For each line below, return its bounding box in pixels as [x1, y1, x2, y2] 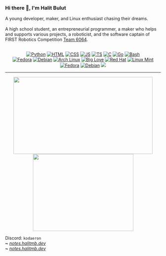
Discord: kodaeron [5, 235, 41, 241]
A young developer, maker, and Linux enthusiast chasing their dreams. [5, 16, 148, 22]
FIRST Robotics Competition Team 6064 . [5, 37, 88, 42]
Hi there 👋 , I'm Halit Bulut [5, 4, 66, 11]
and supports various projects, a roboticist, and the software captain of [5, 32, 150, 37]
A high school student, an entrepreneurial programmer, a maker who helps [5, 26, 157, 32]
